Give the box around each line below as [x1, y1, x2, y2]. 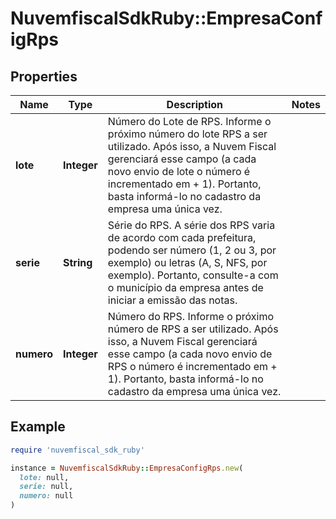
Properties [10, 68, 78, 85]
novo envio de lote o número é [107, 165, 251, 178]
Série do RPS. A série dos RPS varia [107, 218, 276, 232]
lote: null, [19, 472, 70, 482]
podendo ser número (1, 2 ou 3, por [107, 243, 277, 257]
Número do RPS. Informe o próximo [107, 310, 275, 323]
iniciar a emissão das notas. [107, 293, 238, 307]
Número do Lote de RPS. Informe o [107, 115, 272, 128]
